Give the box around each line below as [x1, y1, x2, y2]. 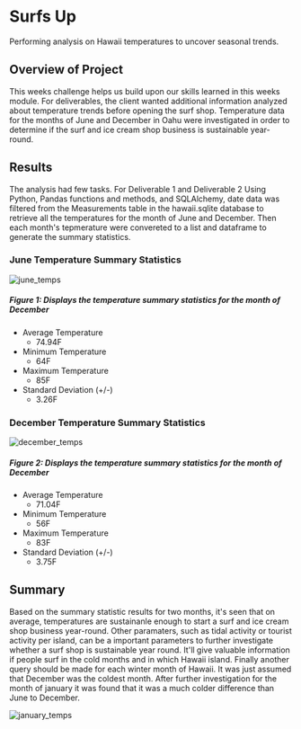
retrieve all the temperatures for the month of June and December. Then [9, 212, 277, 223]
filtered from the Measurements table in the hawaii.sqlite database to [9, 202, 264, 213]
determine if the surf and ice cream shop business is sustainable [9, 124, 249, 135]
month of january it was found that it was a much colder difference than [9, 682, 275, 693]
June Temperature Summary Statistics [9, 253, 181, 266]
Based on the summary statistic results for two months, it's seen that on [9, 606, 276, 617]
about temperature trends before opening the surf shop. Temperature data [9, 105, 285, 116]
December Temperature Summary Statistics [9, 416, 206, 429]
